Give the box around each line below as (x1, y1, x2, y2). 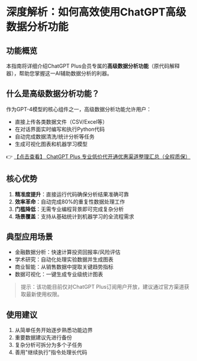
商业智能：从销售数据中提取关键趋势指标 (14, 263, 114, 270)
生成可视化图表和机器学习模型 (14, 140, 88, 147)
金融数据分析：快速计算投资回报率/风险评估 (14, 249, 121, 256)
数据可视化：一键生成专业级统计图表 (14, 270, 104, 278)
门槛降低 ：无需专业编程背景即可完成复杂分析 (14, 205, 124, 212)
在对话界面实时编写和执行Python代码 (14, 125, 105, 133)
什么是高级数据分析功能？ (6, 89, 99, 99)
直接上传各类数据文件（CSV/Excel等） (14, 118, 108, 125)
